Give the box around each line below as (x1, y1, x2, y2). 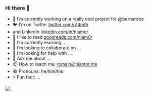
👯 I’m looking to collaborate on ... (12, 45, 81, 51)
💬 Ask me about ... (12, 55, 51, 62)
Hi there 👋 (5, 5, 30, 12)
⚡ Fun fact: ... (12, 74, 40, 80)
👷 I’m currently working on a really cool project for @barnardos (12, 16, 144, 22)
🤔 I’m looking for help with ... (12, 50, 72, 56)
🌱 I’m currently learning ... (12, 40, 67, 46)
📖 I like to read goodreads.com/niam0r (12, 34, 93, 40)
